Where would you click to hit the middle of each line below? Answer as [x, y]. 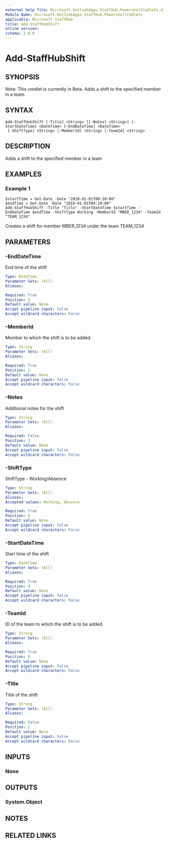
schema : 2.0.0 [20, 33]
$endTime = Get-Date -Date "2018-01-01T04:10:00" [58, 203]
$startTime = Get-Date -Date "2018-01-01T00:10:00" [60, 199]
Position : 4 [18, 586]
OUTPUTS [21, 788]
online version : [22, 29]
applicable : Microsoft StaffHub [39, 19]
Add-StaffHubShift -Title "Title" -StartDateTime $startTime [71, 208]
